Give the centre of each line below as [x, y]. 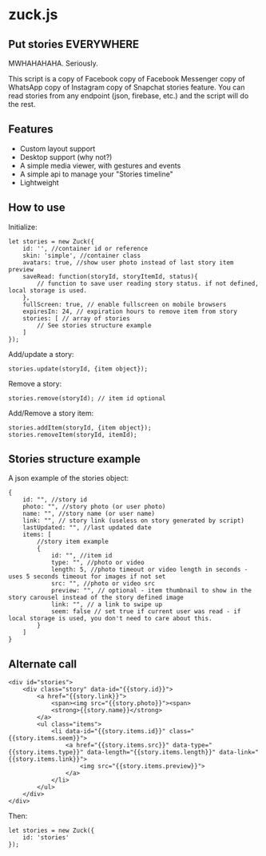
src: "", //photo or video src [103, 584]
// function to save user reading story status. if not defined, [148, 283]
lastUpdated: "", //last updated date [87, 528]
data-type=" [193, 745]
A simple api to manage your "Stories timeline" [97, 174]
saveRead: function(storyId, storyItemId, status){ [110, 276]
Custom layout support [58, 149]
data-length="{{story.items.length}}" [151, 752]
